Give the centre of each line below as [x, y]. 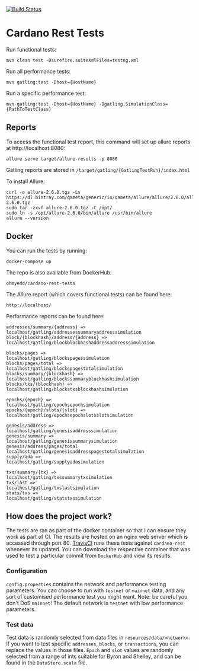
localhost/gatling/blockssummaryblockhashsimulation [73, 379]
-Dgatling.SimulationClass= [133, 104]
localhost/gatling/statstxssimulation [54, 498]
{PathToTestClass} [29, 109]
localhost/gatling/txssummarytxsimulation [59, 477]
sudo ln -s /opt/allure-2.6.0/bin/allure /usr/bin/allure [79, 213]
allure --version [28, 218]
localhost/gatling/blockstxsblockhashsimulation [67, 389]
